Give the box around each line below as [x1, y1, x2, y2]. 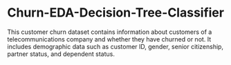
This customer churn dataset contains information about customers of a [7, 28, 212, 36]
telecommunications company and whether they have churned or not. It [7, 35, 212, 43]
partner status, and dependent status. [7, 50, 115, 58]
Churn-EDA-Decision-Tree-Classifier [7, 5, 225, 21]
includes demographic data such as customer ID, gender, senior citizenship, [7, 42, 223, 50]
